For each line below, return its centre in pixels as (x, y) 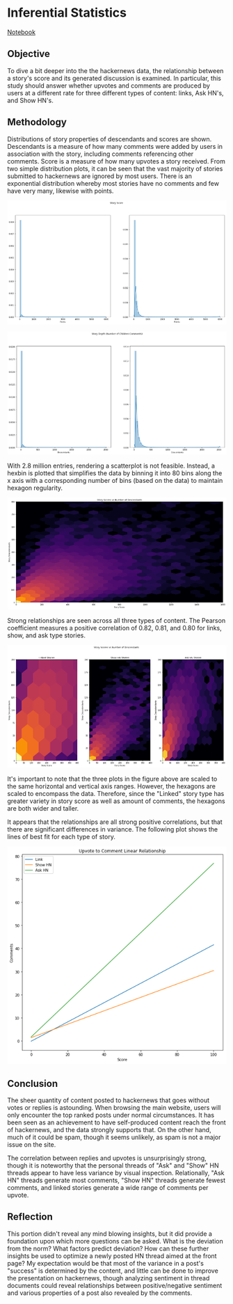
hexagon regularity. (35, 488)
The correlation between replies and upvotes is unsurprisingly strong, (107, 1158)
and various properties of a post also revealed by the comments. (100, 1293)
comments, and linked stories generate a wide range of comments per (108, 1187)
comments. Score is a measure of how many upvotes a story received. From (116, 161)
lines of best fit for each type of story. (62, 837)
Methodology (37, 122)
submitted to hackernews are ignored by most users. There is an (100, 176)
